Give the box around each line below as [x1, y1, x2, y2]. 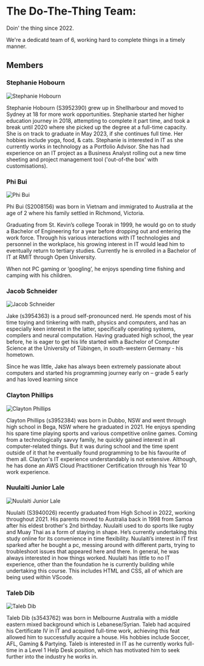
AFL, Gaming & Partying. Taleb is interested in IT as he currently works [6, 640, 183, 648]
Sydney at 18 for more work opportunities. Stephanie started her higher [6, 111, 185, 118]
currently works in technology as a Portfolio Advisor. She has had [6, 143, 170, 150]
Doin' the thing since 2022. [6, 24, 74, 32]
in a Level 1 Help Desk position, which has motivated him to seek [18, 647, 180, 654]
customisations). [6, 162, 48, 170]
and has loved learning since [6, 376, 78, 383]
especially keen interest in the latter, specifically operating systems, [6, 325, 176, 332]
